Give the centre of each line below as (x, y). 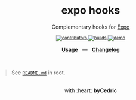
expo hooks (91, 10)
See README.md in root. (38, 73)
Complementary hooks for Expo (91, 27)
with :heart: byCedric (91, 90)
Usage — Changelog (91, 49)
